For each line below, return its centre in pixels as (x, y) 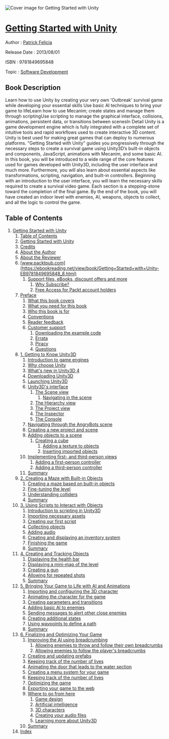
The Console (48, 419)
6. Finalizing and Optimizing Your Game (61, 634)
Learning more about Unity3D (66, 720)
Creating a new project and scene (63, 430)
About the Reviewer (41, 257)
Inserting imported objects (70, 451)
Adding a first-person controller (68, 462)
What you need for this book (57, 306)
